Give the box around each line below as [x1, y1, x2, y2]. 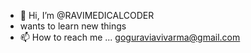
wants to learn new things [19, 20, 127, 32]
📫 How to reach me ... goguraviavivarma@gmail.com [19, 31, 241, 43]
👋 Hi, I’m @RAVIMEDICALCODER [19, 10, 155, 21]
